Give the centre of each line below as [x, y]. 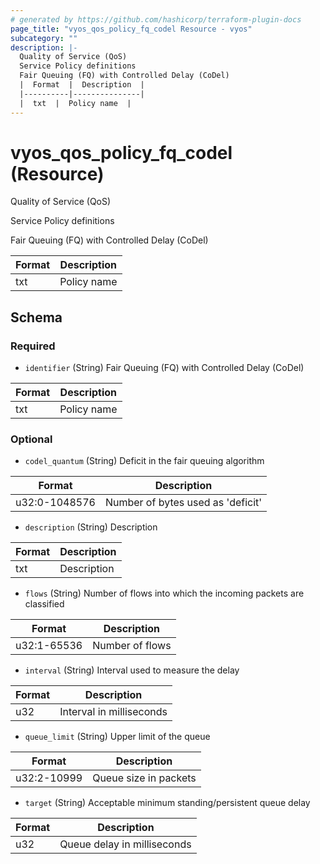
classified [44, 604]
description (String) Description [91, 527]
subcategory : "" [44, 38]
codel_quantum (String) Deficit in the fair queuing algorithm [144, 461]
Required [33, 346]
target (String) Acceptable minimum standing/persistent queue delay [167, 803]
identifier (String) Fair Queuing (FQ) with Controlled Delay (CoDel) [164, 368]
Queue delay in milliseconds [125, 844]
